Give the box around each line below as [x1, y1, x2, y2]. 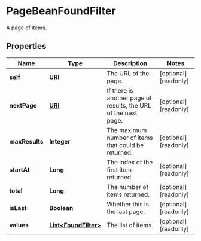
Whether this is [106, 200, 150, 208]
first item [106, 166, 132, 174]
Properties [6, 41, 47, 51]
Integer [49, 137, 71, 145]
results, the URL [106, 101, 151, 109]
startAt [9, 166, 30, 174]
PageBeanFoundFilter [6, 4, 116, 18]
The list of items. [106, 221, 154, 229]
